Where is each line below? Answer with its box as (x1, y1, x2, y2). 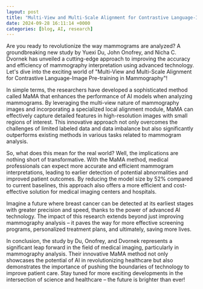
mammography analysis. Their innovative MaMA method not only (6, 250, 169, 257)
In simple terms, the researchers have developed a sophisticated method (6, 86, 188, 94)
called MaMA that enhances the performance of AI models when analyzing (6, 93, 193, 100)
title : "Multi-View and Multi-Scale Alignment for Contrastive (6, 15, 169, 21)
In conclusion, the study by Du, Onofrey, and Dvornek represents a (6, 238, 173, 245)
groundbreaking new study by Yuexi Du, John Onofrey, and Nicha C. (6, 49, 177, 56)
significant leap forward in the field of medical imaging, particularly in (6, 244, 179, 251)
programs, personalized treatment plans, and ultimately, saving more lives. (6, 225, 192, 233)
